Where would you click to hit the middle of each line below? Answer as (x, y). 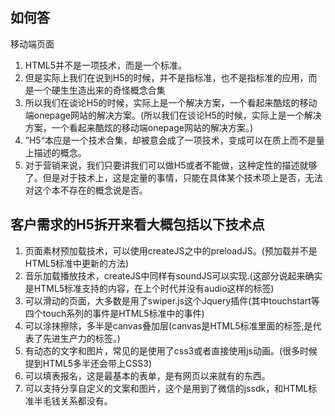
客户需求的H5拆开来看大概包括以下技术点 (137, 224)
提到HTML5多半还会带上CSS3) (88, 363)
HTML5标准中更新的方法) (77, 263)
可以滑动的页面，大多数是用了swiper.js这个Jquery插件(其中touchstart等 (172, 300)
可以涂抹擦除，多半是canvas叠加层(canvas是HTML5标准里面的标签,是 (168, 325)
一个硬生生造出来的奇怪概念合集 (99, 90)
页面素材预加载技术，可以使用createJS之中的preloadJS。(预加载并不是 (171, 250)
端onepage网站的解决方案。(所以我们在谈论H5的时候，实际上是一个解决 (173, 115)
